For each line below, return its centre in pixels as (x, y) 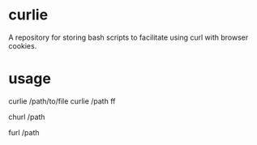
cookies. (23, 45)
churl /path (27, 117)
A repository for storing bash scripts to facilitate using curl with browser (128, 37)
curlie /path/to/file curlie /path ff (62, 101)
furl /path (24, 132)
